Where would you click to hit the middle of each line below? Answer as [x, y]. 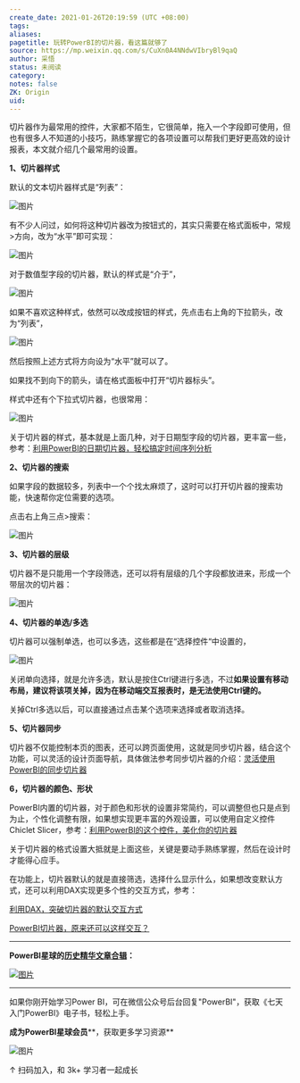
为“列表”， [29, 323]
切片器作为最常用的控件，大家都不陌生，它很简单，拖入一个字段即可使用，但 [150, 127]
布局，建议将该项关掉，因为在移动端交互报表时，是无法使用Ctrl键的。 [137, 691]
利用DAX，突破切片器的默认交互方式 [76, 909]
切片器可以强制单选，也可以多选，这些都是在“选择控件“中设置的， [130, 641]
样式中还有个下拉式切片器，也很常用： [79, 399]
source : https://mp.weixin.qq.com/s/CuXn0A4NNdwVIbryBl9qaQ [124, 51]
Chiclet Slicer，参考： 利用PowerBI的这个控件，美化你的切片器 [123, 830]
